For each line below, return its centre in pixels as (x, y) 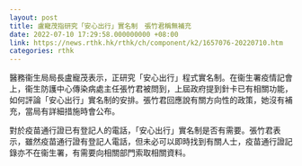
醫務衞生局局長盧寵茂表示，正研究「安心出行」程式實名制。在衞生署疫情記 (147, 78)
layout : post (34, 17)
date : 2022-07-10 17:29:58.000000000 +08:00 (94, 34)
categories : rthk (42, 51)
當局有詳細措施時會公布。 (72, 111)
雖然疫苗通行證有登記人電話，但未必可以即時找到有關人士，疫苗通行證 (155, 142)
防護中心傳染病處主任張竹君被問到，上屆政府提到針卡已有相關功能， (166, 89)
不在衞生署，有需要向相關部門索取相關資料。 (107, 153)
